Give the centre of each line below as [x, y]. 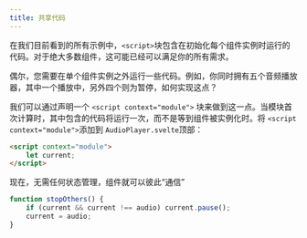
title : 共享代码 [37, 18]
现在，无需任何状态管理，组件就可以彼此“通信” [97, 182]
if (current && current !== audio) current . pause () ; [128, 208]
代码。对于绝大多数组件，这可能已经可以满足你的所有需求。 [122, 57]
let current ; [51, 155]
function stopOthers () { [57, 200]
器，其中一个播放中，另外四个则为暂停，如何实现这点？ [113, 87]
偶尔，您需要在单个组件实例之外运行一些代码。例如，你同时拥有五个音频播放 [153, 76]
